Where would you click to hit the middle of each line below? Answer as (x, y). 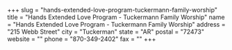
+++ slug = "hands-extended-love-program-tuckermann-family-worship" (112, 10)
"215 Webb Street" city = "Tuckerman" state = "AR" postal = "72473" (106, 32)
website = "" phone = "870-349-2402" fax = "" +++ (82, 39)
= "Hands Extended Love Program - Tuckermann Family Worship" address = (116, 24)
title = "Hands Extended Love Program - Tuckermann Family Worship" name (116, 17)
